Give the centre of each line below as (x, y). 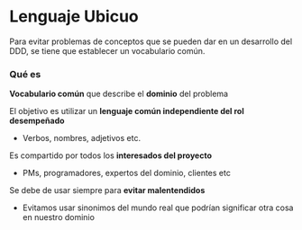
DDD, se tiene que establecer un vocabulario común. (107, 50)
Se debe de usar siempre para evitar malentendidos (107, 190)
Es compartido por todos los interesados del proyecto (110, 155)
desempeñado (37, 121)
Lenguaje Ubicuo (74, 17)
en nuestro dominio (58, 217)
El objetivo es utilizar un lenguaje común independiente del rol (127, 111)
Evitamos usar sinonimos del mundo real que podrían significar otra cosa (158, 208)
